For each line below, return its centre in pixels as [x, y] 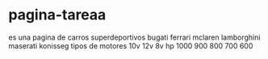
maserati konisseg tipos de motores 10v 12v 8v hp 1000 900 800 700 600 [131, 45]
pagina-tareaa [57, 15]
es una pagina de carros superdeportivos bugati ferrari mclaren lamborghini [134, 37]
